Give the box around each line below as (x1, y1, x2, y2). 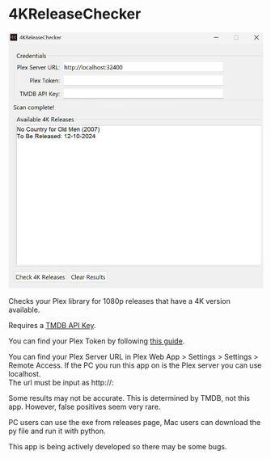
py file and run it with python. (8, 426, 107, 436)
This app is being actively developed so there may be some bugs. (8, 442, 227, 452)
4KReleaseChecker (8, 5, 142, 23)
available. (8, 305, 40, 315)
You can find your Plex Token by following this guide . (8, 336, 185, 346)
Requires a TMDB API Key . (8, 321, 96, 331)
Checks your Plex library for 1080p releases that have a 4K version (8, 297, 231, 306)
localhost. (8, 369, 41, 379)
